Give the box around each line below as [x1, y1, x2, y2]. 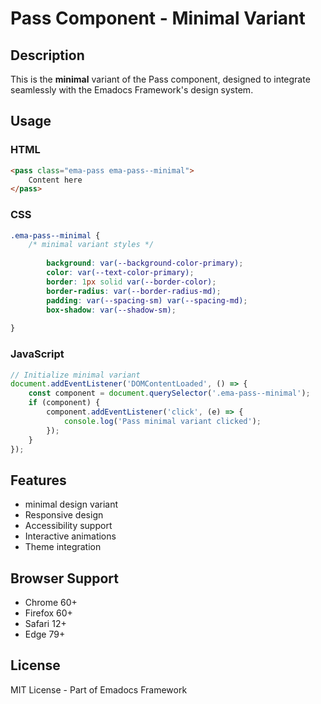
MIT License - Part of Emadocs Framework [10, 683, 188, 696]
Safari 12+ [24, 618, 67, 630]
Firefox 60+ [24, 607, 73, 619]
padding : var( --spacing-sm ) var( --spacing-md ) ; [46, 295, 248, 306]
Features [10, 472, 67, 489]
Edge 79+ [24, 628, 66, 641]
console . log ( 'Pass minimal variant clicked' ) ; [63, 416, 262, 426]
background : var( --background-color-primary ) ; [46, 258, 244, 269]
